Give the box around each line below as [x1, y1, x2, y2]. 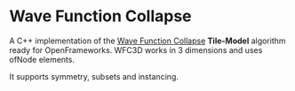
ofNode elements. [9, 54, 76, 64]
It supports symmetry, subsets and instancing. [9, 71, 179, 81]
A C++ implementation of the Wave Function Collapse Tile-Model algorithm [9, 35, 286, 46]
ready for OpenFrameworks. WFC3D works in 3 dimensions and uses [9, 44, 263, 55]
